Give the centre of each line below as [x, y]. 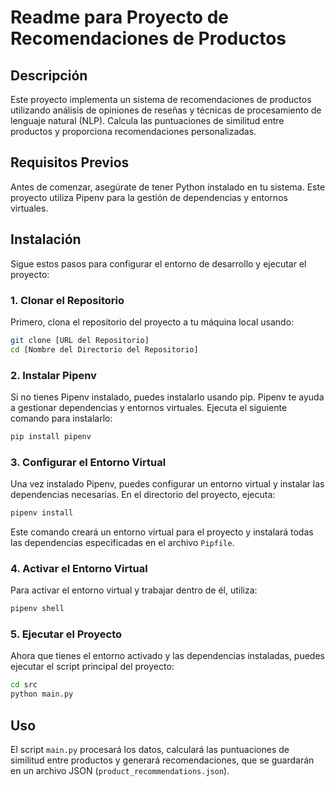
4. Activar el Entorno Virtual [79, 568]
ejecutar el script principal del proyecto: [92, 667]
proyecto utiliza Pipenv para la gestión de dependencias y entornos [149, 197]
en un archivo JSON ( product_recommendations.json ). [120, 771]
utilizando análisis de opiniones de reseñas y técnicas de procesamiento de [166, 110]
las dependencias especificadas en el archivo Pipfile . [122, 543]
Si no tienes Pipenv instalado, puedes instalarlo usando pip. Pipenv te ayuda [167, 397]
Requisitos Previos [70, 162]
